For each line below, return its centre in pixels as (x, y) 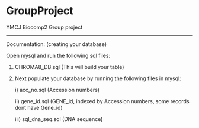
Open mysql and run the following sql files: (58, 55)
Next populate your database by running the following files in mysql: (98, 78)
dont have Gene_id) (39, 107)
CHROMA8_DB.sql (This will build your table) (69, 67)
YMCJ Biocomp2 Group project (44, 27)
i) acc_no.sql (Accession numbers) (57, 90)
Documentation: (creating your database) (56, 44)
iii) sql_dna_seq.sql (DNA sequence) (59, 119)
